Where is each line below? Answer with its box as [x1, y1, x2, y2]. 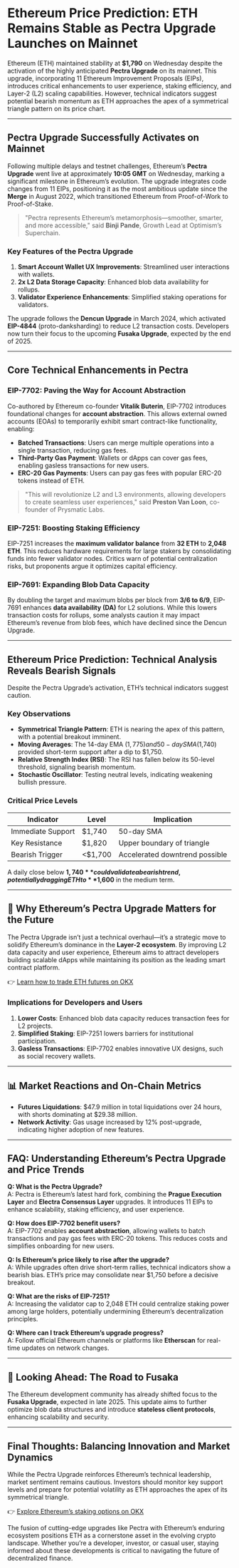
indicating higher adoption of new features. [17, 1125, 144, 1134]
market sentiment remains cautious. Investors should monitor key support [7, 1477, 223, 1487]
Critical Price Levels [7, 796, 78, 806]
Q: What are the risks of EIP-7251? [7, 1292, 110, 1301]
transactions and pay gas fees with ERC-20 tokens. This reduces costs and [7, 1234, 228, 1243]
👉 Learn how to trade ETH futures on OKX [7, 977, 134, 986]
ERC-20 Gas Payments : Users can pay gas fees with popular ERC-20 [17, 468, 222, 477]
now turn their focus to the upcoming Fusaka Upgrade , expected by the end [7, 329, 231, 338]
